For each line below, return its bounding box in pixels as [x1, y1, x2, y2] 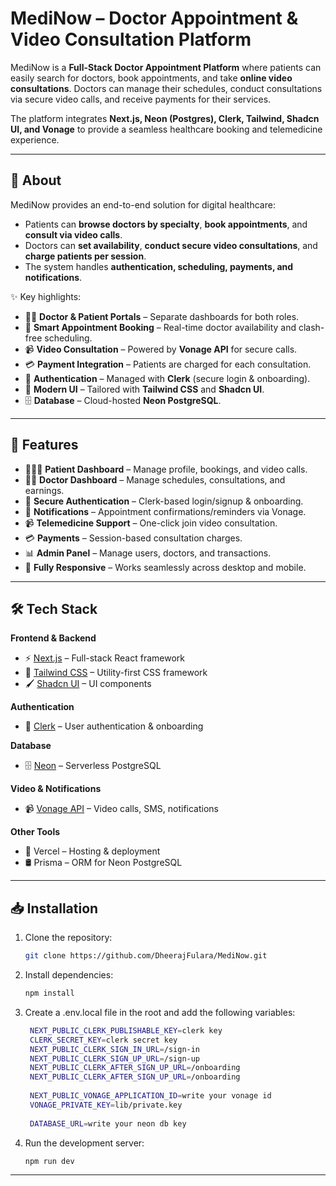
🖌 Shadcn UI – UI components [24, 678, 152, 690]
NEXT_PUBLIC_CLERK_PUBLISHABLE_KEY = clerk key [29, 1025, 223, 1036]
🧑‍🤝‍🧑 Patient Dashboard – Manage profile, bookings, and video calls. [24, 463, 308, 475]
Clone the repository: [24, 932, 113, 944]
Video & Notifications [10, 783, 102, 795]
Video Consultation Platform [10, 28, 252, 51]
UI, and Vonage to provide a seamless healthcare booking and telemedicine [10, 123, 323, 135]
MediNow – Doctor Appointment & [10, 7, 299, 30]
